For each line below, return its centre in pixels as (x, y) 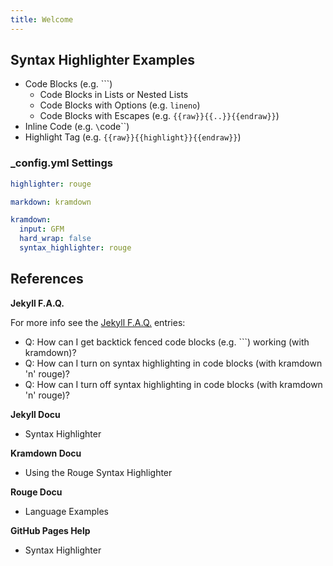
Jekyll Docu (35, 414)
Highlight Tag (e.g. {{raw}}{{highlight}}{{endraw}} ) (133, 137)
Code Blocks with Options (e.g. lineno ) (120, 105)
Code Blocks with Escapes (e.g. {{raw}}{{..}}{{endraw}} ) (159, 116)
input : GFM (42, 229)
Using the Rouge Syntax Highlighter (98, 472)
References (47, 279)
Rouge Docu (36, 492)
